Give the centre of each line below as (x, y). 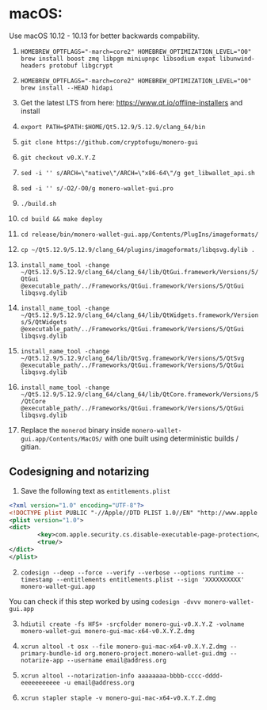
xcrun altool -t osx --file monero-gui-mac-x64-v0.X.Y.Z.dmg (124, 647)
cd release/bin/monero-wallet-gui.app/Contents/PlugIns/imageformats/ (139, 235)
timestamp (37, 579)
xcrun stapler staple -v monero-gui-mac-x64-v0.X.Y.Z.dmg (118, 698)
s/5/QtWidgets (44, 322)
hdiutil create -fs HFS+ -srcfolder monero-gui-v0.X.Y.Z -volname (132, 624)
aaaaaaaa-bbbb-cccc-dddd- (181, 676)
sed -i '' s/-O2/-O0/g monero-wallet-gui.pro (97, 188)
